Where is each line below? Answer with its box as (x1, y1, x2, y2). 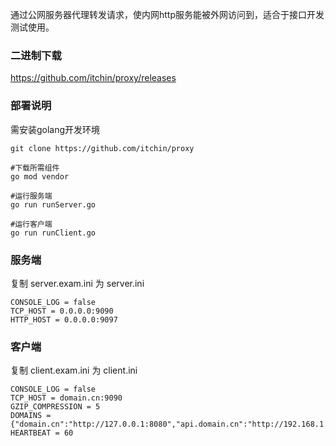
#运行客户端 (10, 219, 53, 229)
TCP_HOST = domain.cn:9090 (10, 393, 123, 403)
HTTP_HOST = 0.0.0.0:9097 (10, 314, 118, 325)
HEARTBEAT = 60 (10, 428, 74, 438)
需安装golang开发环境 (10, 123, 101, 135)
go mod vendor (10, 171, 70, 182)
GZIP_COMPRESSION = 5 (10, 402, 101, 412)
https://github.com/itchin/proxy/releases (10, 72, 177, 84)
